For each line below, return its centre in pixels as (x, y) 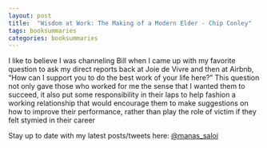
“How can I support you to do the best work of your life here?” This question (134, 78)
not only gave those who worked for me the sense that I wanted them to (127, 86)
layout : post (30, 16)
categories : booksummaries (53, 38)
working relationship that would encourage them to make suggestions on (129, 103)
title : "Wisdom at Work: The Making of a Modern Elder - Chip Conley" (130, 23)
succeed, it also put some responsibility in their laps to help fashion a (122, 95)
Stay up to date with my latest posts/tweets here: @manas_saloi (113, 136)
